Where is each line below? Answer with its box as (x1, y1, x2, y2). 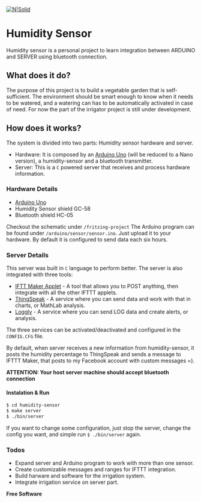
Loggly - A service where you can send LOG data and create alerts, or (14, 308, 188, 315)
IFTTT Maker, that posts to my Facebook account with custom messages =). (6, 357, 195, 364)
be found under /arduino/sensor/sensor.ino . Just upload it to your (6, 229, 172, 237)
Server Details (6, 250, 49, 259)
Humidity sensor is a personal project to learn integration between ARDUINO (6, 46, 196, 54)
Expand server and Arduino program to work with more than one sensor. (14, 459, 194, 466)
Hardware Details (6, 185, 58, 193)
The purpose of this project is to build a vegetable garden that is (6, 86, 165, 93)
